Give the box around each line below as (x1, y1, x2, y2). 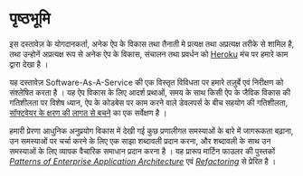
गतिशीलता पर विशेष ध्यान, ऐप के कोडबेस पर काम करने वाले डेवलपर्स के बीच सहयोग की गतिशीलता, (9, 97, 289, 107)
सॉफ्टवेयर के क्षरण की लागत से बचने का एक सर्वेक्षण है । (9, 107, 167, 118)
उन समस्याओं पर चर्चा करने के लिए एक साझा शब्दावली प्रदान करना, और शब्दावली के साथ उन (9, 135, 271, 146)
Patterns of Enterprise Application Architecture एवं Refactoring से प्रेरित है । (9, 155, 277, 166)
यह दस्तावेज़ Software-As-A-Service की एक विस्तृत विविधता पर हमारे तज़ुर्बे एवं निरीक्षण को (9, 77, 284, 88)
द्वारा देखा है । (9, 59, 49, 69)
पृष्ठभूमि (9, 8, 52, 29)
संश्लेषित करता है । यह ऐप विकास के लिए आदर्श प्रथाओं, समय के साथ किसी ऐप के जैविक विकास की (9, 87, 291, 97)
